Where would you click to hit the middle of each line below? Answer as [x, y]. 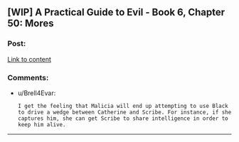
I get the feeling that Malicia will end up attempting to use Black [123, 106]
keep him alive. [42, 124]
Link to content [30, 59]
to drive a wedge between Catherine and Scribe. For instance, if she [124, 112]
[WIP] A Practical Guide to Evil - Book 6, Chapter [116, 12]
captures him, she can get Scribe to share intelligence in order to [123, 118]
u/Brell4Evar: [37, 93]
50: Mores [31, 24]
